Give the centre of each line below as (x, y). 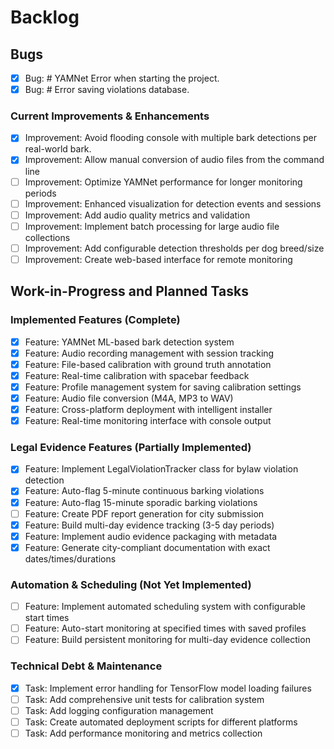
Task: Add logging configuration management (119, 710)
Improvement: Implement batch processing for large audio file (152, 226)
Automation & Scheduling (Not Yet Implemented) (131, 584)
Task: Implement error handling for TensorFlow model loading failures (168, 688)
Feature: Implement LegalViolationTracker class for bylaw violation (161, 469)
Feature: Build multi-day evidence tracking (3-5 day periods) (149, 525)
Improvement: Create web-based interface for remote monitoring (158, 259)
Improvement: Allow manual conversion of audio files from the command (174, 160)
